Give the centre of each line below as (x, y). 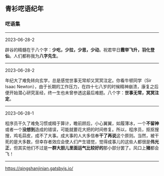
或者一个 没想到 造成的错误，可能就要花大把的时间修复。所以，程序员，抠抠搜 (82, 129)
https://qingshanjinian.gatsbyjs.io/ (39, 168)
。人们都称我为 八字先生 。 (35, 56)
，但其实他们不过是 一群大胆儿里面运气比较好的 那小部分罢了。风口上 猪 (80, 148)
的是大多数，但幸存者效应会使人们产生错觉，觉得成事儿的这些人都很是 (80, 142)
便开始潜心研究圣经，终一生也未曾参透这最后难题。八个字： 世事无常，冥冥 (80, 93)
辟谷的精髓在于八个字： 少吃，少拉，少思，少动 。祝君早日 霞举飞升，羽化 (78, 50)
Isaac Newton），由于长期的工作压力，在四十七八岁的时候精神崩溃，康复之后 (82, 86)
